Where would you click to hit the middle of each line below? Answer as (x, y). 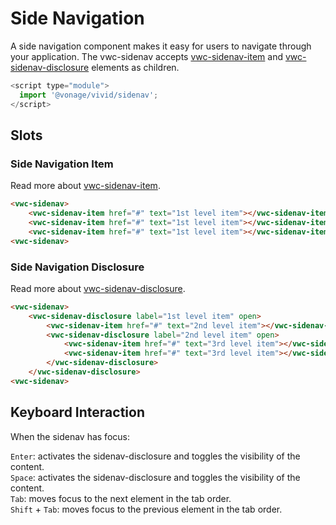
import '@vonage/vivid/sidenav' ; (89, 95)
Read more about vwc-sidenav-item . (85, 186)
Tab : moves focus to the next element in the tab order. (121, 498)
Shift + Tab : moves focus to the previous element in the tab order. (146, 509)
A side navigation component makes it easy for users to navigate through (161, 46)
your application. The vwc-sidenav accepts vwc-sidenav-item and (147, 56)
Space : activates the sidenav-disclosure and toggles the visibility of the (155, 477)
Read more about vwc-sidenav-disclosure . (98, 288)
